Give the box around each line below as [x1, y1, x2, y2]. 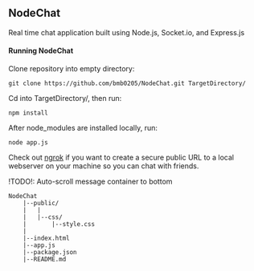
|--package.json [23, 249, 78, 257]
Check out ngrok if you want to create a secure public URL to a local [8, 152, 235, 163]
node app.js [8, 139, 48, 147]
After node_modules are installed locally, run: [8, 123, 158, 133]
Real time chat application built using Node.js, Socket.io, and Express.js [8, 27, 245, 37]
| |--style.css [23, 220, 95, 229]
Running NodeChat [8, 46, 74, 55]
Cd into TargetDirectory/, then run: [8, 94, 122, 103]
